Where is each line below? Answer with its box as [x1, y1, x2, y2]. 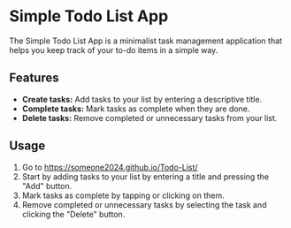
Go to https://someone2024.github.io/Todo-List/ [21, 162, 198, 172]
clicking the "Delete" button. [21, 209, 126, 219]
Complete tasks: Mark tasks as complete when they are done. [21, 103, 250, 114]
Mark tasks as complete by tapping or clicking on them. [21, 190, 225, 201]
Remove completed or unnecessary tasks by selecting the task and [21, 199, 267, 209]
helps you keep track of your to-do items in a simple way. [9, 44, 218, 55]
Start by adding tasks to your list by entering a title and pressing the [21, 171, 270, 182]
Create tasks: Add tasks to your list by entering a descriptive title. [21, 94, 263, 104]
